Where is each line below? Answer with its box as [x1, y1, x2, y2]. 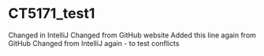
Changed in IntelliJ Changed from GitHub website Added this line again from [8, 30, 256, 40]
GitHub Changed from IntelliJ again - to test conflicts [8, 38, 180, 47]
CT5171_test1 [8, 5, 95, 23]
